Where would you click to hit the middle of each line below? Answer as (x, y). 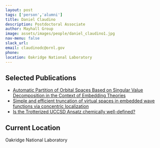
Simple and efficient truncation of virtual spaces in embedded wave (84, 101)
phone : (12, 52)
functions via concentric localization (51, 106)
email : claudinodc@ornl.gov (35, 48)
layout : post (19, 10)
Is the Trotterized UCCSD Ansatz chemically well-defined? (74, 112)
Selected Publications (41, 78)
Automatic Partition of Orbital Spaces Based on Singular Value (78, 90)
